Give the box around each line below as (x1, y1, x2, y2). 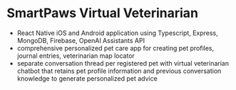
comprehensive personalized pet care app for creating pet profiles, (16, 44, 215, 52)
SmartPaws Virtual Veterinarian (6, 5, 199, 21)
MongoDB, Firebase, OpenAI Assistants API (16, 36, 145, 44)
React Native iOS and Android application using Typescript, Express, (16, 29, 218, 37)
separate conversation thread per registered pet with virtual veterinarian (16, 59, 230, 67)
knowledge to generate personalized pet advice (16, 74, 158, 83)
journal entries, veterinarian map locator (16, 51, 135, 60)
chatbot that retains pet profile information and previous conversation (16, 66, 222, 75)
